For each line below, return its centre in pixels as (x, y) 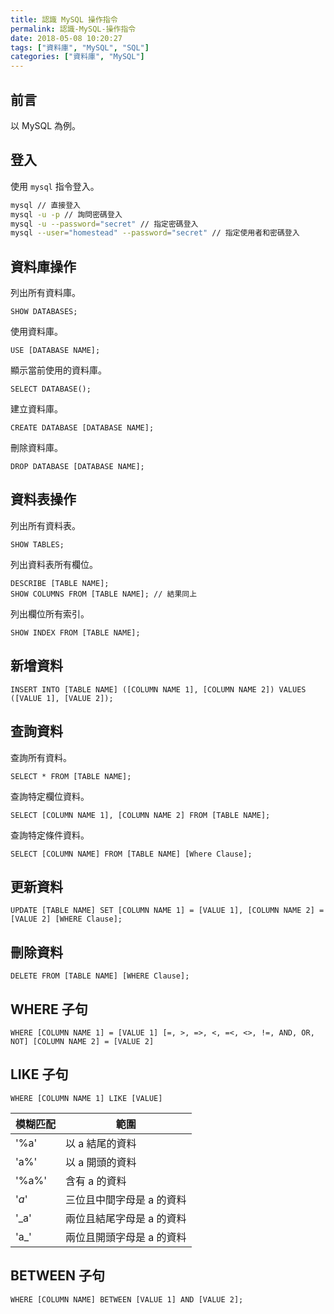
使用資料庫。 (36, 332)
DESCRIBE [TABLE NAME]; (60, 583)
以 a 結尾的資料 (101, 1143)
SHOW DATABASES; (44, 312)
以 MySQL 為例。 (46, 125)
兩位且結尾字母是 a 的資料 (126, 1218)
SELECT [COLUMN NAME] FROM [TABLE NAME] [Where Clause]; (131, 854)
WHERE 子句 (49, 1009)
